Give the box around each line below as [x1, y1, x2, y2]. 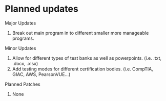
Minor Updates [5, 45, 36, 51]
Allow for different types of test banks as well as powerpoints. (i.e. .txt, [12, 55, 162, 61]
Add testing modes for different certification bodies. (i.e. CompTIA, [12, 66, 153, 72]
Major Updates [5, 20, 36, 26]
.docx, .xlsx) [12, 60, 38, 66]
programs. [12, 35, 34, 41]
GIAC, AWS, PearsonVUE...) [12, 71, 71, 77]
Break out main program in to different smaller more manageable [12, 30, 149, 36]
